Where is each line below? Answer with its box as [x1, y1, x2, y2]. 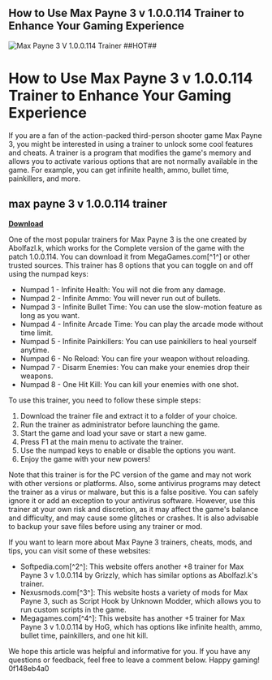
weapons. [19, 371, 54, 381]
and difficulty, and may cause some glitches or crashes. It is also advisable [8, 513, 259, 523]
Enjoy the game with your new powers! [19, 454, 151, 463]
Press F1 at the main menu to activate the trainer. [19, 437, 184, 446]
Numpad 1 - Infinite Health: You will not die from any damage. [19, 284, 226, 295]
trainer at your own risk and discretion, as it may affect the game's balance [8, 504, 259, 514]
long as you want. [19, 310, 80, 320]
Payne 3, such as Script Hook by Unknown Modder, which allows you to [19, 596, 261, 605]
